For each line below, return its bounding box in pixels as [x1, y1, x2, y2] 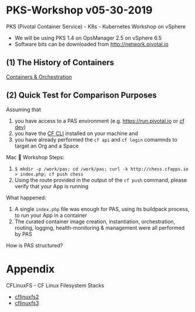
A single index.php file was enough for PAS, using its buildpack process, [14, 205, 190, 212]
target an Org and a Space [14, 142, 79, 149]
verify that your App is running [14, 183, 89, 190]
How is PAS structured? [6, 241, 63, 249]
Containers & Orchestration [6, 73, 72, 80]
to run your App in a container [14, 212, 88, 219]
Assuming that [6, 106, 41, 113]
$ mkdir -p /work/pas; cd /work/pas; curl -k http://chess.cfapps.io [14, 166, 189, 172]
